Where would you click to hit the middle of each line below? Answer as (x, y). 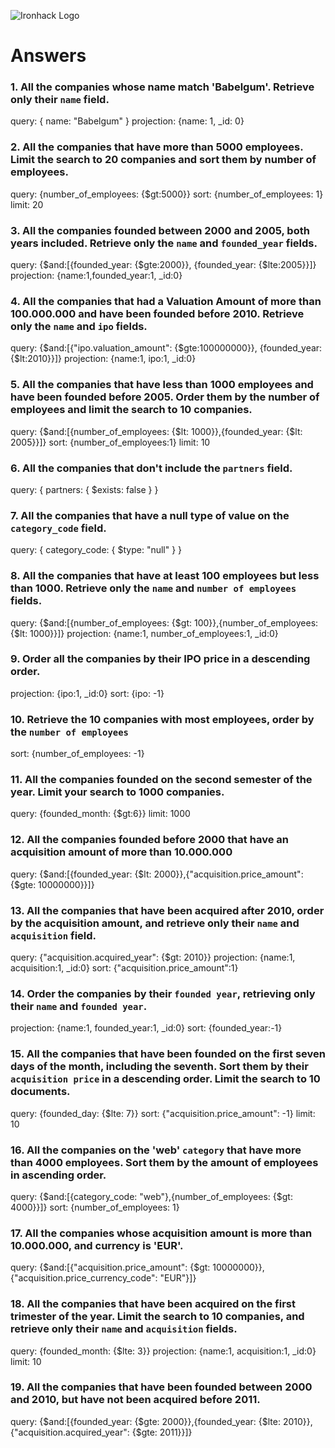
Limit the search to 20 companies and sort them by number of (163, 160)
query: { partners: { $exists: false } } (84, 489)
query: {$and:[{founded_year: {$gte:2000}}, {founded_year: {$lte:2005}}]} (163, 265)
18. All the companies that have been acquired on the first (153, 1304)
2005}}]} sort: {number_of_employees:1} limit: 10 (110, 442)
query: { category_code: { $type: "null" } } (96, 550)
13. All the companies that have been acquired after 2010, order (167, 910)
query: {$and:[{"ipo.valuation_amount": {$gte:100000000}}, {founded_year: (166, 348)
